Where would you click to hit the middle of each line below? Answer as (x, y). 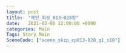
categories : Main (28, 29)
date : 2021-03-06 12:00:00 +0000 (51, 23)
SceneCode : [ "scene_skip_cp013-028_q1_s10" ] (63, 40)
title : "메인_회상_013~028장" (42, 18)
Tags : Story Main (28, 35)
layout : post (23, 12)
